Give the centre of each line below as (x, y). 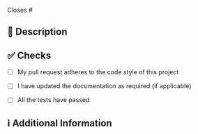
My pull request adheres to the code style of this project (98, 72)
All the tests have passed (53, 100)
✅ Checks (29, 55)
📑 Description (37, 32)
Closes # (20, 10)
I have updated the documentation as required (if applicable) (104, 86)
